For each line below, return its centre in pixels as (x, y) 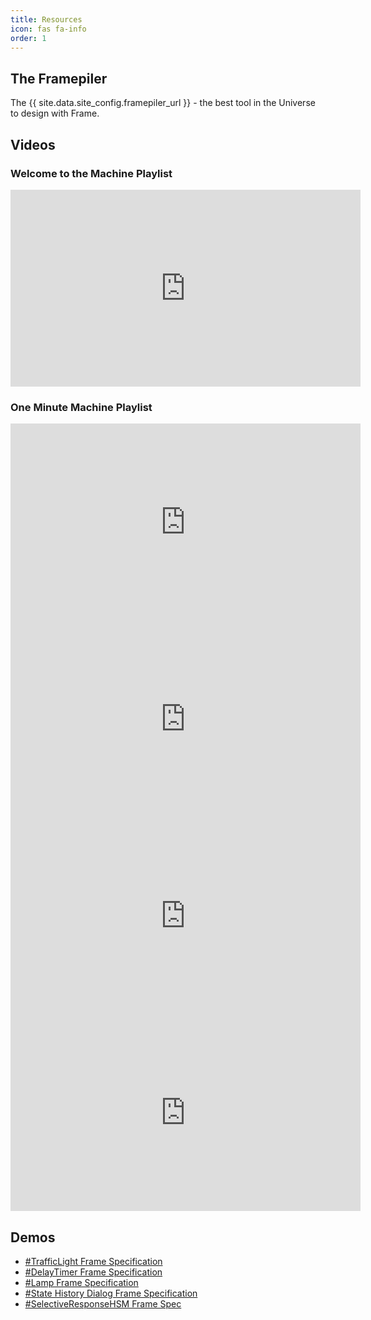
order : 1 (28, 38)
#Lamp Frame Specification (81, 1282)
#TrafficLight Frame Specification (93, 1261)
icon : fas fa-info (48, 29)
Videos (33, 144)
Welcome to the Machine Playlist (91, 173)
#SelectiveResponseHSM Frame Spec (103, 1303)
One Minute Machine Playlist (81, 407)
